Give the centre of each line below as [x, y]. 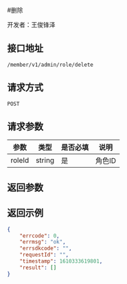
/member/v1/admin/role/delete [50, 65]
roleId [20, 160]
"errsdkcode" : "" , [46, 249]
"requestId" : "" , [44, 255]
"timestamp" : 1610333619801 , [61, 261]
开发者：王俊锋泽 [31, 25]
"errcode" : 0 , [39, 236]
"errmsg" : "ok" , [43, 242]
